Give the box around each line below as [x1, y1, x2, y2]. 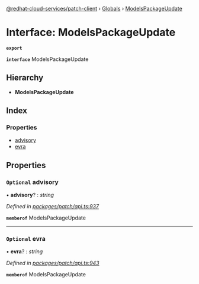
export [6, 45, 23, 51]
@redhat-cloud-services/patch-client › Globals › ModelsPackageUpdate [6, 5, 182, 12]
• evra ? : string [6, 248, 43, 255]
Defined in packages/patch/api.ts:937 [6, 203, 99, 210]
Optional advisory [6, 177, 59, 186]
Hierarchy [6, 73, 44, 83]
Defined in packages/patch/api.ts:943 [6, 260, 99, 267]
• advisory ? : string [6, 192, 54, 199]
